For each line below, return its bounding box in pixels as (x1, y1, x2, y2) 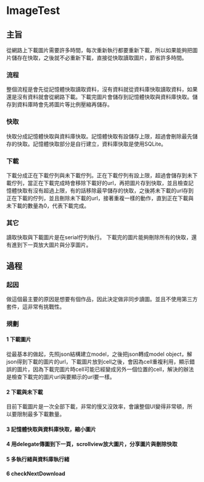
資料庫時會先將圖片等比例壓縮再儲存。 (16, 101, 113, 108)
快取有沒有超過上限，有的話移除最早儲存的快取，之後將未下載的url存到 (16, 186, 194, 194)
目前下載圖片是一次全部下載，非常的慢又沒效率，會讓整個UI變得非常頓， (6, 403, 188, 410)
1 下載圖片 (6, 336, 32, 343)
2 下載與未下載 (6, 388, 44, 395)
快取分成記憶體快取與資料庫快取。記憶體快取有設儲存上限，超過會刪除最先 (6, 132, 192, 140)
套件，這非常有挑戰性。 (6, 303, 65, 310)
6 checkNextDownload (6, 470, 66, 477)
